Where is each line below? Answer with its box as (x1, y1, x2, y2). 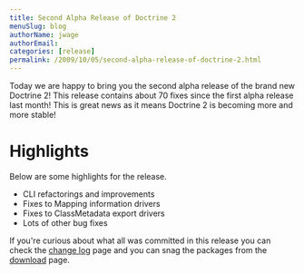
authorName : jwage (9, 30, 79, 39)
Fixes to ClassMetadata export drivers (22, 208, 165, 219)
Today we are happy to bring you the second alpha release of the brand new (9, 81, 296, 91)
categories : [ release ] (9, 47, 95, 56)
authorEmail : (9, 38, 59, 48)
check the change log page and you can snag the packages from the (9, 244, 268, 255)
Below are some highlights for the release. (9, 171, 168, 181)
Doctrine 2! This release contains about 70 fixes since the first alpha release (9, 90, 294, 101)
